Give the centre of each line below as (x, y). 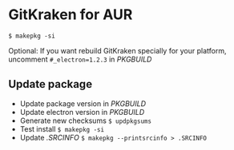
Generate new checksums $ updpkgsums (86, 120)
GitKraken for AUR (71, 15)
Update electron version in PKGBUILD (82, 112)
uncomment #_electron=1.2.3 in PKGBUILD (80, 59)
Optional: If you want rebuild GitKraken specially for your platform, (117, 50)
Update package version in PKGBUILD (83, 103)
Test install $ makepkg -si (62, 128)
